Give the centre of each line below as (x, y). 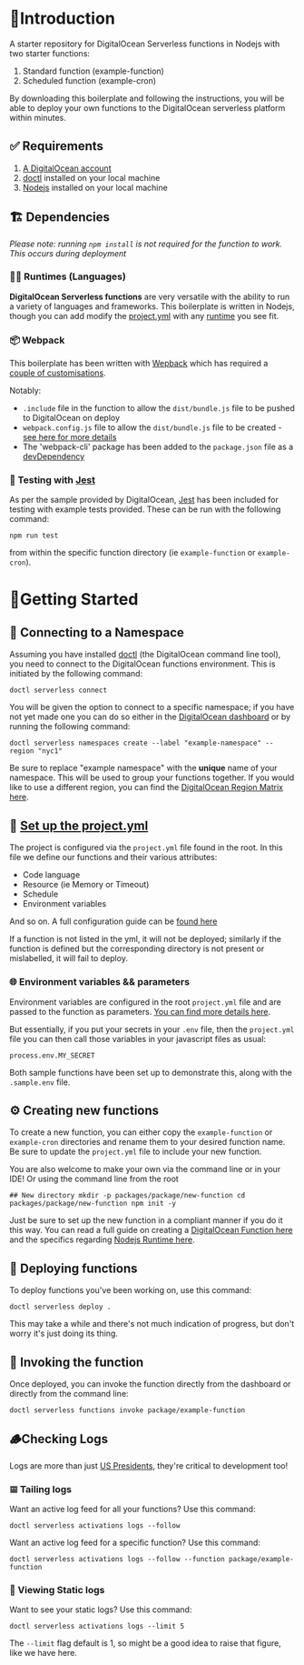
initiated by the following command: (76, 674)
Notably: (25, 391)
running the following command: (70, 727)
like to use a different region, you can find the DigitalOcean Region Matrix (147, 787)
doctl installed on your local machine (91, 177)
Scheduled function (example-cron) (89, 80)
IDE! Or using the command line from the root (94, 1179)
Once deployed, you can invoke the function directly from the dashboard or (150, 1384)
